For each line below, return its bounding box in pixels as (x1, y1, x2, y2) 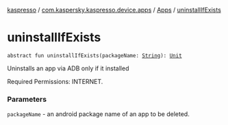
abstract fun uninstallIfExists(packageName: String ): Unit (7, 52, 183, 59)
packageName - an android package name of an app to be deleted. (7, 110, 190, 118)
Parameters (7, 94, 47, 104)
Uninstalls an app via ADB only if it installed (7, 64, 129, 72)
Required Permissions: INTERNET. (7, 77, 103, 85)
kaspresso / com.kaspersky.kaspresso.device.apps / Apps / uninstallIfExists (7, 6, 221, 14)
